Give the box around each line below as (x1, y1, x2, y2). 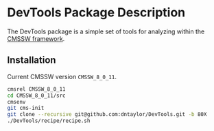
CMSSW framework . (7, 34, 65, 42)
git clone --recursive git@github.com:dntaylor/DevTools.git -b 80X (7, 111, 207, 118)
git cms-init (7, 104, 45, 112)
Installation (7, 55, 56, 66)
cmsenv (7, 98, 26, 105)
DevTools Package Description (7, 5, 186, 20)
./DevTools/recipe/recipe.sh (7, 117, 91, 124)
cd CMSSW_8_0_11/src (7, 92, 67, 99)
